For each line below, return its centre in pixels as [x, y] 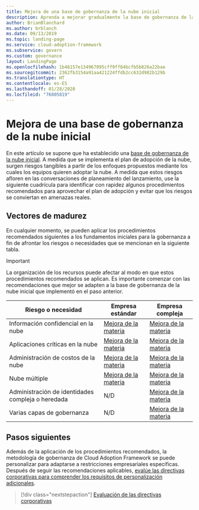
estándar [124, 313]
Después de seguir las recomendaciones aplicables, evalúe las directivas [95, 471]
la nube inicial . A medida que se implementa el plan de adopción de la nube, [99, 159]
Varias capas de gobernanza [49, 413]
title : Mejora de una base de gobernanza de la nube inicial [83, 12]
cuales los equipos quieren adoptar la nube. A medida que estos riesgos [94, 172]
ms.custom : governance [34, 56]
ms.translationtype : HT [36, 78]
